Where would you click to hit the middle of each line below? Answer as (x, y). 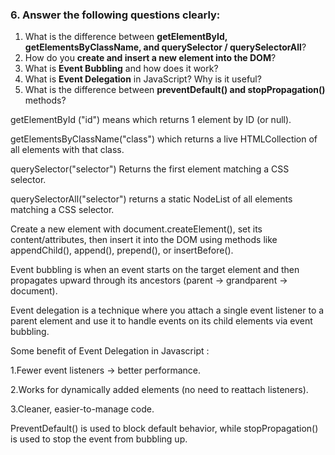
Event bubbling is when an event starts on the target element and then (155, 270)
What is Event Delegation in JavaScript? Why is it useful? (143, 79)
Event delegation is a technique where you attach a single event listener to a (167, 310)
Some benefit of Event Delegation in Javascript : (110, 351)
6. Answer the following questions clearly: (115, 15)
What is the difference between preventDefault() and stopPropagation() (175, 90)
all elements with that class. (67, 150)
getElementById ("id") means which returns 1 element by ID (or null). (151, 120)
